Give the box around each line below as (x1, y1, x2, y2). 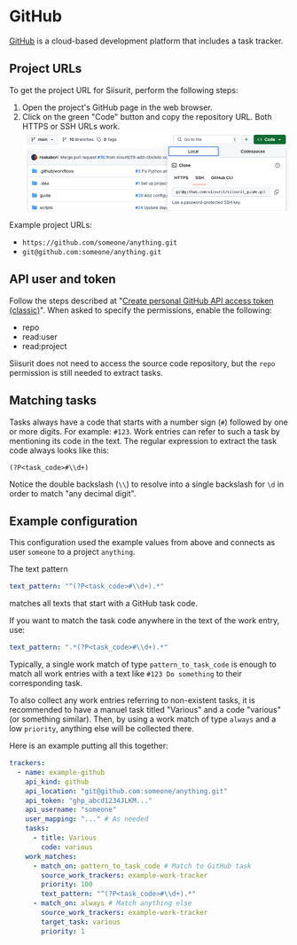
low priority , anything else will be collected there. (9, 723, 195, 734)
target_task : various (41, 918, 121, 926)
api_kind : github (25, 777, 90, 786)
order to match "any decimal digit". (9, 488, 137, 498)
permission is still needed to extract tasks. (9, 367, 164, 378)
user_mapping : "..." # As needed (25, 815, 149, 824)
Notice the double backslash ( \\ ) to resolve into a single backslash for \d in (9, 479, 285, 489)
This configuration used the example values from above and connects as (9, 537, 276, 548)
